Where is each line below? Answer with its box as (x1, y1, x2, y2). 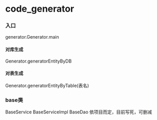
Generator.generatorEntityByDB (5, 58, 72, 64)
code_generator (5, 3, 74, 15)
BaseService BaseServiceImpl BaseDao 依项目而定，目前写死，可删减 (5, 109, 152, 115)
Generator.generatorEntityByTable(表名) (5, 82, 89, 88)
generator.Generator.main (5, 34, 60, 40)
